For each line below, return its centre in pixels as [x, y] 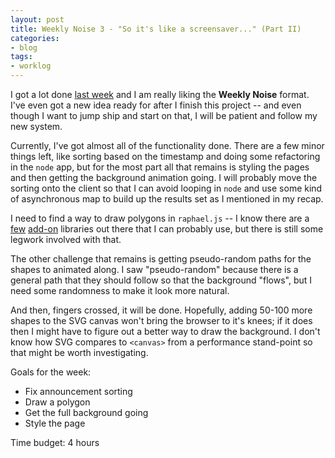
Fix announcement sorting [78, 391]
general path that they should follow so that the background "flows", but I [161, 280]
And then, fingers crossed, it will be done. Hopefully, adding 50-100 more [161, 310]
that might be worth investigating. [79, 352]
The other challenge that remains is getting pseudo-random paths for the [161, 259]
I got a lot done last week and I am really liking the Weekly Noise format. [160, 94]
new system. [36, 126]
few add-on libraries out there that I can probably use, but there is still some [167, 229]
